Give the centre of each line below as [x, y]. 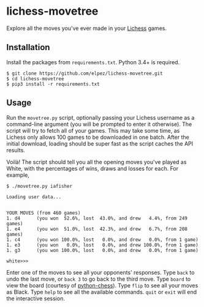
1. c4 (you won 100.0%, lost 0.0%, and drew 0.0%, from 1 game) [103, 240]
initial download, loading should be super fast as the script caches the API [100, 143]
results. [16, 150]
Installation [28, 47]
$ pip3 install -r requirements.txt [53, 84]
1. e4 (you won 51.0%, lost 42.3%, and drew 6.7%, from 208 [97, 229]
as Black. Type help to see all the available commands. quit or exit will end [102, 292]
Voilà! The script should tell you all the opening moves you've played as [96, 162]
